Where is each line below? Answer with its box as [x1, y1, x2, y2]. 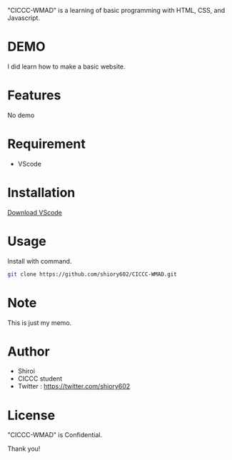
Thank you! [7, 444, 41, 453]
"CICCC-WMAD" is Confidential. [7, 431, 103, 439]
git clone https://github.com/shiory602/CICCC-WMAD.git [7, 271, 177, 278]
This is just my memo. [7, 318, 72, 327]
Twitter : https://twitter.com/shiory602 [17, 382, 131, 391]
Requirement [7, 136, 86, 152]
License [7, 407, 56, 424]
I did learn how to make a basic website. [7, 62, 126, 71]
